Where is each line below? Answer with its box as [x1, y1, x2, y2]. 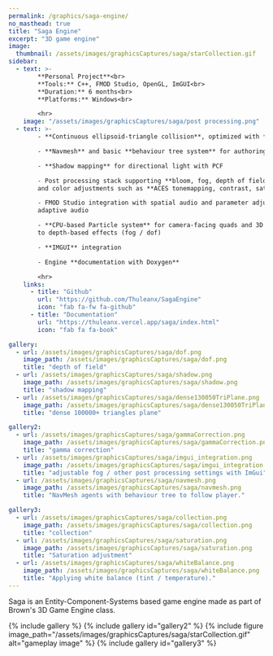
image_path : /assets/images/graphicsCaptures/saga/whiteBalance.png [23, 566, 260, 575]
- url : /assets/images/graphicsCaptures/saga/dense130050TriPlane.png [15, 393, 260, 401]
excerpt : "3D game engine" [8, 34, 100, 43]
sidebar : [8, 58, 38, 66]
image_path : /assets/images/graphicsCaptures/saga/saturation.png [23, 544, 253, 552]
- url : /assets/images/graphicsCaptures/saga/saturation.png [15, 536, 227, 544]
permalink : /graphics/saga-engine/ [8, 11, 129, 20]
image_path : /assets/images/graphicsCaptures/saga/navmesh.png [23, 483, 242, 492]
